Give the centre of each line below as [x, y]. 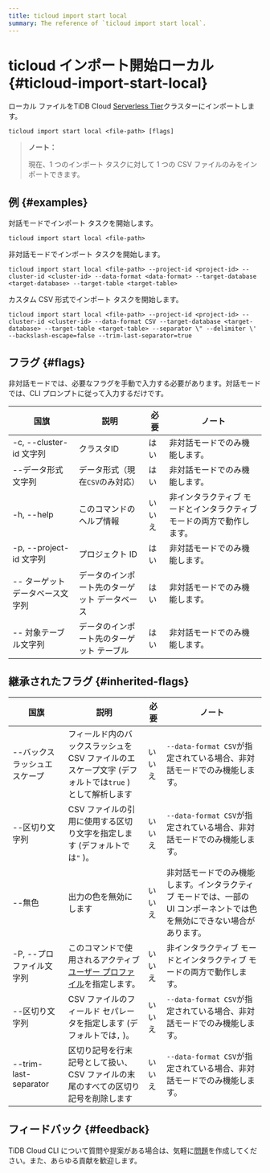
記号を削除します [100, 1098]
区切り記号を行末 [100, 1050]
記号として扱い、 [100, 1062]
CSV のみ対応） [113, 482]
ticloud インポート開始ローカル [111, 65]
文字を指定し [100, 833]
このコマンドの [107, 509]
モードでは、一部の [213, 897]
